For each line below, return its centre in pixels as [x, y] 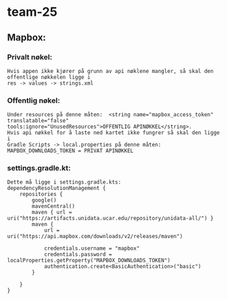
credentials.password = [78, 255]
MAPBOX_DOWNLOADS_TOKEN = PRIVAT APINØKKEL [71, 151]
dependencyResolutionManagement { [57, 189]
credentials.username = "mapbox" [91, 248]
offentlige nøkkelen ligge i [49, 77]
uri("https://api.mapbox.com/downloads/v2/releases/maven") [95, 237]
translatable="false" [38, 121]
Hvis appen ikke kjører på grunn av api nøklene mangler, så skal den [110, 71]
